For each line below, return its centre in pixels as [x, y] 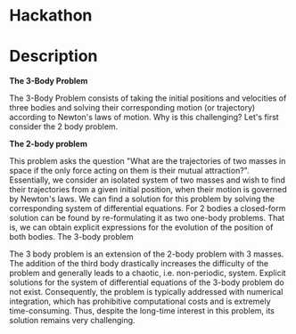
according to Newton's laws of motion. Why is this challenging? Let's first [144, 118]
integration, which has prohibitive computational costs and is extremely [140, 301]
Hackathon [51, 16]
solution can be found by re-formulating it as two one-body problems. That [147, 218]
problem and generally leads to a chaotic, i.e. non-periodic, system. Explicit [148, 273]
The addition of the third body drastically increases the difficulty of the [139, 264]
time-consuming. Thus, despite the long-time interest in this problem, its [142, 311]
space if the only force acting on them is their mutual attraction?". [129, 171]
